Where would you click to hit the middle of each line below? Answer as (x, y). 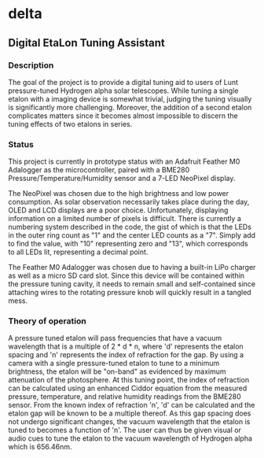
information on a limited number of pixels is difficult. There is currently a (125, 219)
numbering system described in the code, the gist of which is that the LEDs (130, 227)
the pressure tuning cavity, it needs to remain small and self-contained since (132, 284)
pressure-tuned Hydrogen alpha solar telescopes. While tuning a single (123, 90)
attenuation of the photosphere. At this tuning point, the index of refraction (129, 380)
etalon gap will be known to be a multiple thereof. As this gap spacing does (130, 413)
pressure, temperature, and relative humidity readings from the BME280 (125, 397)
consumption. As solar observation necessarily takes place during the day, (129, 202)
